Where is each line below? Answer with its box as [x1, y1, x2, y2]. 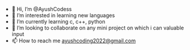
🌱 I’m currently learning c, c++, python [11, 18, 106, 25]
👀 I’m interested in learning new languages [11, 12, 115, 19]
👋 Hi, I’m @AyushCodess [11, 6, 72, 12]
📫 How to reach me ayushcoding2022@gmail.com [11, 37, 136, 44]
